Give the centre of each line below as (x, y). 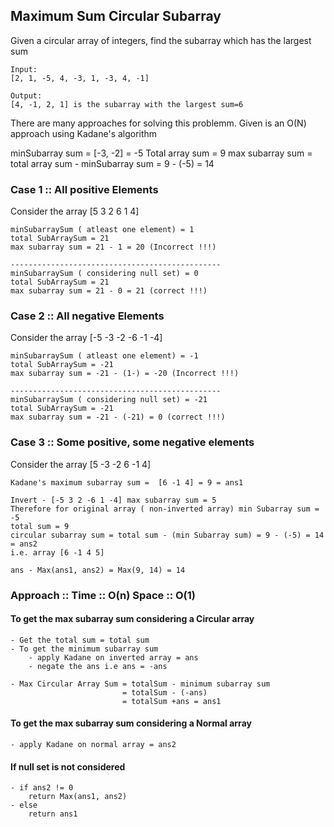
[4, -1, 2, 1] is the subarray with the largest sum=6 (127, 104)
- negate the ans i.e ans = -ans (98, 666)
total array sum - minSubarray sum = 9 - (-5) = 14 (112, 163)
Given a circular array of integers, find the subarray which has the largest (161, 40)
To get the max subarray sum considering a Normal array (131, 723)
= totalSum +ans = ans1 (171, 701)
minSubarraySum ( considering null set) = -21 (109, 400)
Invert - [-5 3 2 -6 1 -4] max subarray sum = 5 (113, 500)
